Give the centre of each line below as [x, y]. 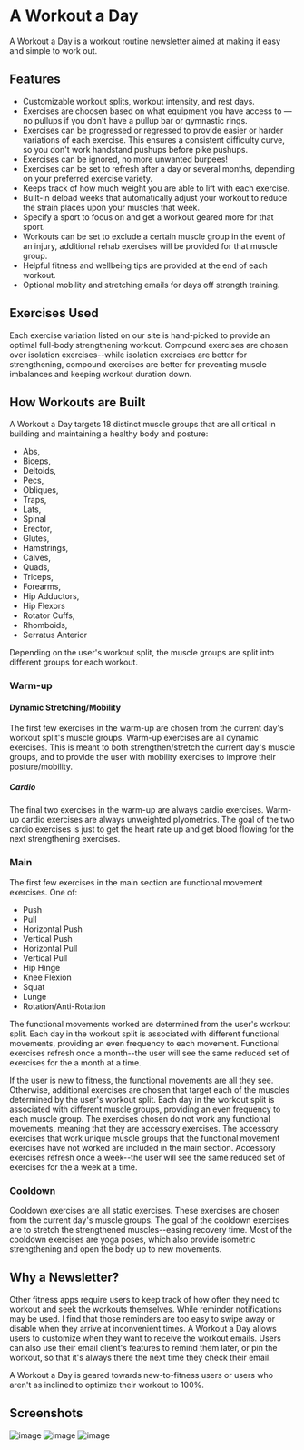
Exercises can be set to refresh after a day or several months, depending [158, 168]
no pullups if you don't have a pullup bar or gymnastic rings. [135, 120]
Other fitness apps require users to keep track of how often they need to [145, 1299]
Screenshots [46, 1413]
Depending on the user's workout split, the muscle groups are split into [142, 653]
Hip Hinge [41, 967]
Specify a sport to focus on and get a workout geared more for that [148, 217]
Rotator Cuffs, [49, 615]
